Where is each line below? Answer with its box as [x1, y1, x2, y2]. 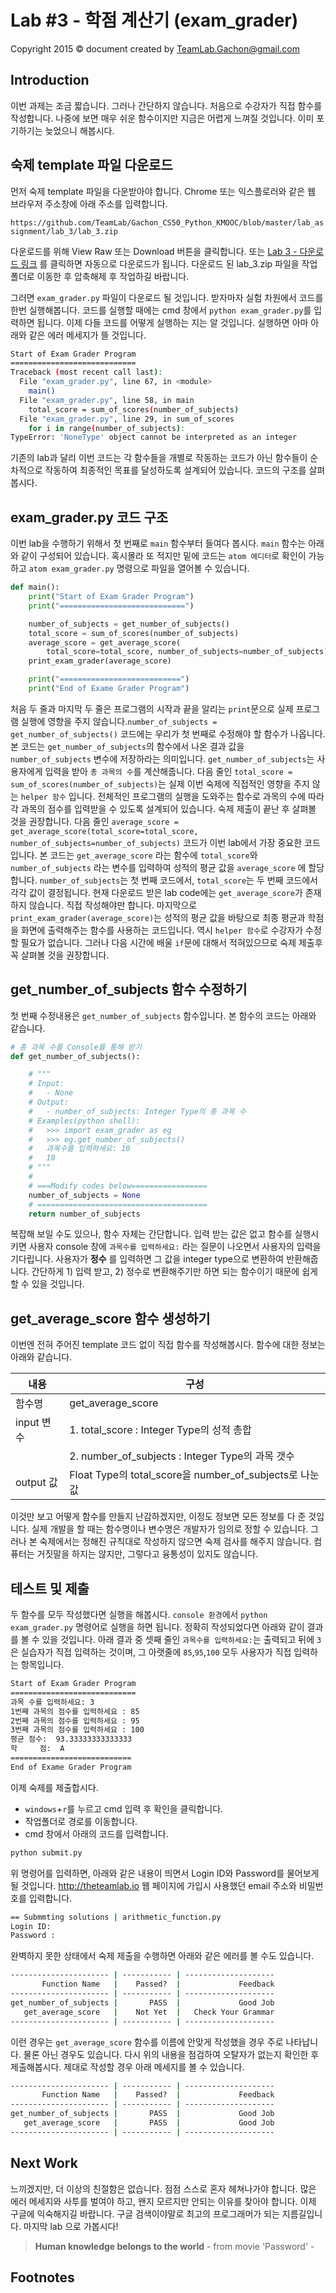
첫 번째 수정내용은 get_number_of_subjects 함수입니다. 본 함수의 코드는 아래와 [10, 1009, 317, 1021]
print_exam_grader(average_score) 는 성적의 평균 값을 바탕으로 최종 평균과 [10, 911, 306, 923]
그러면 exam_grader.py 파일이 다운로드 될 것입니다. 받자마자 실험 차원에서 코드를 [10, 291, 324, 303]
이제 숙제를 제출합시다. [10, 1781, 99, 1793]
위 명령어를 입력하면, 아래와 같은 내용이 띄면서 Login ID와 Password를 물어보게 [10, 1867, 320, 1879]
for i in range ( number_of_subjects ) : [28, 423, 186, 433]
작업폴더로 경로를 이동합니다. [24, 1815, 138, 1827]
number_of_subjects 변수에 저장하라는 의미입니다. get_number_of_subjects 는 [10, 752, 315, 765]
